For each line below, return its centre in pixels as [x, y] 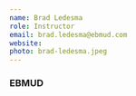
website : [26, 43]
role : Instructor [42, 26]
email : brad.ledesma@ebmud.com [68, 34]
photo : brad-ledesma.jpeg [58, 52]
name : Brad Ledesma [46, 18]
